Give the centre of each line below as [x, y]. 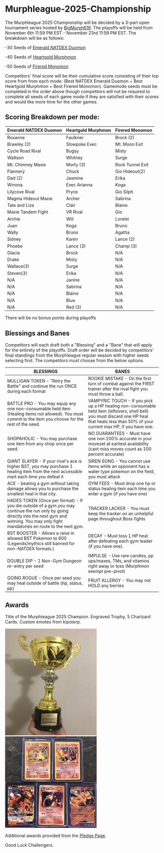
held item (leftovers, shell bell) [118, 411]
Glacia [13, 253]
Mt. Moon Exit [129, 144]
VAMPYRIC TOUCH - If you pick [120, 401]
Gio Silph [124, 192]
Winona [15, 185]
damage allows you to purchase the [43, 488]
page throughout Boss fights [117, 519]
